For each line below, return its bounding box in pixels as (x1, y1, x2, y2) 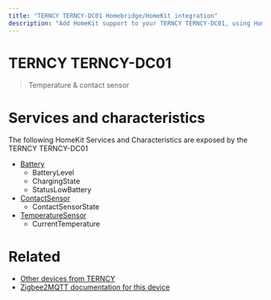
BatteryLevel (31, 168, 75, 178)
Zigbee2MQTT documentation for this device (19, 282, 170, 292)
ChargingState (31, 176, 81, 186)
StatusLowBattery (31, 185, 92, 195)
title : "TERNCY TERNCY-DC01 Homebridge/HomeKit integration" (8, 11, 219, 20)
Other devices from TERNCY (19, 274, 115, 284)
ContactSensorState (31, 202, 100, 212)
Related (8, 247, 60, 265)
